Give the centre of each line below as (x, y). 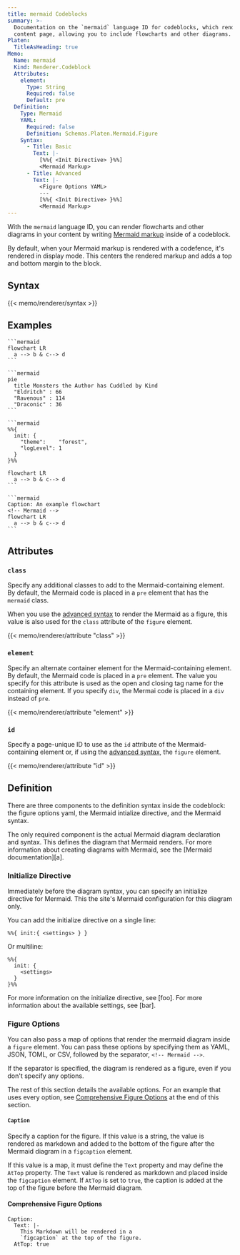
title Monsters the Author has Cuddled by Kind (86, 385)
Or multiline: (25, 947)
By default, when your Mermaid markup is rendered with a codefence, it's (116, 248)
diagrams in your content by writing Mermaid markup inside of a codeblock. (119, 234)
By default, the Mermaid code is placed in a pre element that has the (108, 593)
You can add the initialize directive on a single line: (82, 920)
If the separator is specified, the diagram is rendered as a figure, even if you (119, 1069)
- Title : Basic (49, 147)
